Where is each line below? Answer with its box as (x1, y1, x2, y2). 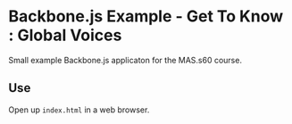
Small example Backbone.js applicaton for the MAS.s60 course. (8, 54, 243, 65)
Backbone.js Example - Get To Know (8, 6, 284, 27)
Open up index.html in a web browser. (8, 104, 150, 115)
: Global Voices (8, 25, 122, 45)
